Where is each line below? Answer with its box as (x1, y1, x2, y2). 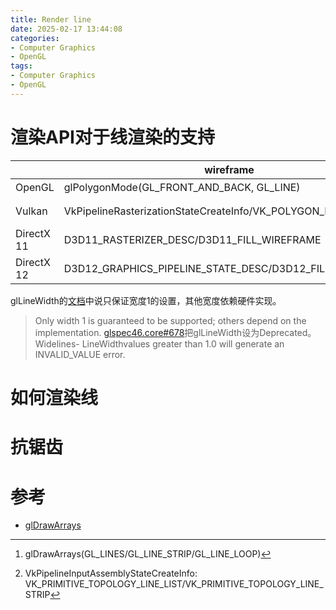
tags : (10, 61, 33, 71)
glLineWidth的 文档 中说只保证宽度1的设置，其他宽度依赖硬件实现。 (10, 295, 282, 307)
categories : (10, 33, 60, 43)
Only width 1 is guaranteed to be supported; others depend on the (34, 315, 307, 327)
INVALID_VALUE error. (34, 349, 126, 361)
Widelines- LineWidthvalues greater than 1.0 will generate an (34, 338, 285, 350)
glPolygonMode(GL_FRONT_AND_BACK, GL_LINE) (63, 181, 301, 195)
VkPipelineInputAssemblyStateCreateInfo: (24, 567, 198, 580)
